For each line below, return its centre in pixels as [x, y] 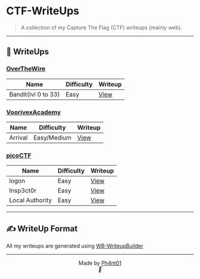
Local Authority [31, 200]
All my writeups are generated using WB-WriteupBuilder [75, 246]
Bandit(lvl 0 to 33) [35, 94]
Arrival [18, 137]
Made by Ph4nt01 [100, 263]
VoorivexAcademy [34, 112]
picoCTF [19, 155]
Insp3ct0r [23, 191]
